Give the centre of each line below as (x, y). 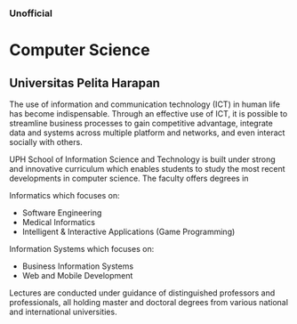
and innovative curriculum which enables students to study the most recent (148, 168)
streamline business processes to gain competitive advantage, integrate (141, 123)
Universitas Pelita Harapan (84, 83)
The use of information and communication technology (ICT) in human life (144, 104)
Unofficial (31, 13)
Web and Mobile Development (77, 275)
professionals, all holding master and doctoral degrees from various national (149, 302)
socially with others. (46, 142)
